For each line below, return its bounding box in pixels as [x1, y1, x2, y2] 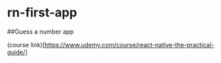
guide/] [7, 48, 28, 56]
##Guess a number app [7, 27, 74, 36]
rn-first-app [7, 5, 78, 21]
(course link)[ [7, 40, 45, 49]
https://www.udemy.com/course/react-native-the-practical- [44, 40, 215, 49]
